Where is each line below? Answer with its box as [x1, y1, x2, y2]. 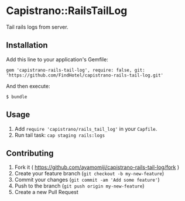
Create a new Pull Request [14, 189, 79, 196]
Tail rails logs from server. [6, 23, 68, 30]
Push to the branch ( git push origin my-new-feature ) [14, 182, 145, 189]
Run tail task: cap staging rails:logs [14, 131, 105, 138]
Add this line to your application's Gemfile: [6, 56, 108, 63]
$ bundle [6, 93, 28, 100]
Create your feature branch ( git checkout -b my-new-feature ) [14, 170, 165, 177]
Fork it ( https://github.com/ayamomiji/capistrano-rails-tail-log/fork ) [14, 164, 180, 171]
